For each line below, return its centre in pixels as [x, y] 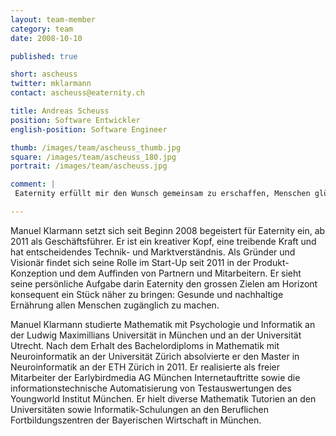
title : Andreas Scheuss [60, 111]
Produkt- [271, 262]
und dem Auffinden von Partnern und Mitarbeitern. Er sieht [180, 273]
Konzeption [34, 273]
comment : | [33, 184]
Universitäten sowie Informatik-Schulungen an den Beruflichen [139, 409]
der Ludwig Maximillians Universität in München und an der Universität [156, 335]
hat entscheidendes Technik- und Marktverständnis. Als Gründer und [153, 252]
